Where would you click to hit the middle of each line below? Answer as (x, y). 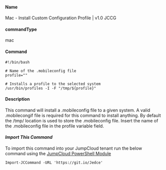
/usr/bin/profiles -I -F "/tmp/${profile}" (51, 88)
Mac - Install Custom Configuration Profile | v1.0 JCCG (61, 18)
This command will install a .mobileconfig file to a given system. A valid (78, 110)
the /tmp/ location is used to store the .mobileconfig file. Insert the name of (82, 120)
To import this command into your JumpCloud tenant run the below (74, 148)
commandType (21, 29)
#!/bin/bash (17, 62)
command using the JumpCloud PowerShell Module (58, 154)
